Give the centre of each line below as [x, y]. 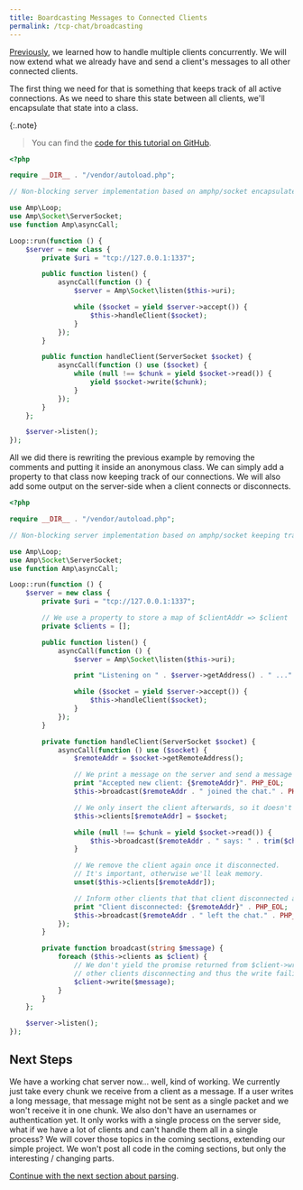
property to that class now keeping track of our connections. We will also [145, 477]
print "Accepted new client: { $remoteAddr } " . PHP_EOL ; [179, 783]
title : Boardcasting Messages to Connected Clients [108, 18]
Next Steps [41, 1060]
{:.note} [23, 125]
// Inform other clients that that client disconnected [181, 899]
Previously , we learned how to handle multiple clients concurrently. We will [148, 51]
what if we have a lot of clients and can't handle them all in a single [134, 1130]
